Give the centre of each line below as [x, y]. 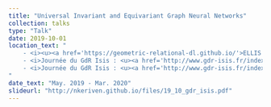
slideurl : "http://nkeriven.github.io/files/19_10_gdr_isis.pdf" [120, 91]
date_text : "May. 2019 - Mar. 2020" [70, 83]
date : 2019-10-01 [38, 38]
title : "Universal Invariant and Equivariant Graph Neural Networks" [128, 16]
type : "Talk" [30, 31]
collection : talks [39, 23]
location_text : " [38, 46]
